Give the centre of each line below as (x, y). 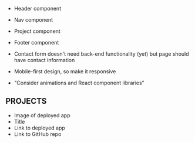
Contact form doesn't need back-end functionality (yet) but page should (101, 54)
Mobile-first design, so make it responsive (65, 71)
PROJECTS (26, 101)
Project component (37, 31)
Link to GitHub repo (38, 134)
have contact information (44, 60)
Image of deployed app (42, 115)
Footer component (36, 42)
